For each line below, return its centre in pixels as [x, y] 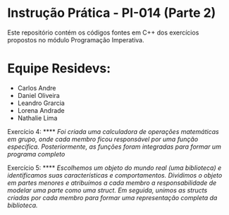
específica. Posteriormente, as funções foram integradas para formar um [114, 147]
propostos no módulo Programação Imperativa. [76, 39]
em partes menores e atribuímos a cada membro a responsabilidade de [112, 183]
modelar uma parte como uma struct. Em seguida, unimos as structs [107, 190]
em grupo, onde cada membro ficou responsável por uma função [103, 139]
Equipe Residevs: [59, 69]
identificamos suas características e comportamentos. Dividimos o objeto [115, 175]
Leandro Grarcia [41, 103]
